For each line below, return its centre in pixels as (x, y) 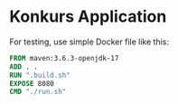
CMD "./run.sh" (38, 92)
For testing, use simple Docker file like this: (89, 42)
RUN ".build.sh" (40, 75)
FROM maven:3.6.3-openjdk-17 (64, 58)
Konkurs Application (88, 17)
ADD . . (24, 66)
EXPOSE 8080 (32, 83)
